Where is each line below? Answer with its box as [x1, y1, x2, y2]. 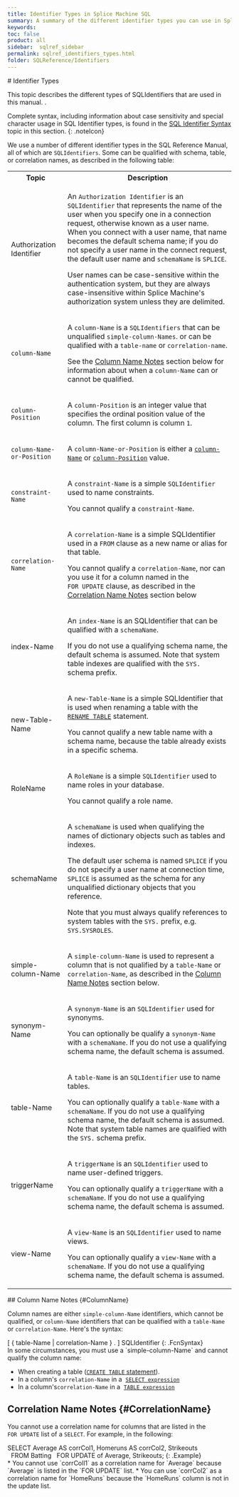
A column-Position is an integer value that [67, 400, 207, 410]
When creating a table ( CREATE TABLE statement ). [17, 1367, 160, 1376]
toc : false [7, 30, 40, 38]
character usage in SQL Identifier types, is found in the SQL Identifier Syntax [7, 119, 231, 128]
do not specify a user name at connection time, [67, 864, 225, 874]
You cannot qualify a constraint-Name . [67, 504, 194, 514]
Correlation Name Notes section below [67, 590, 197, 600]
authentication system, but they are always [67, 279, 211, 289]
